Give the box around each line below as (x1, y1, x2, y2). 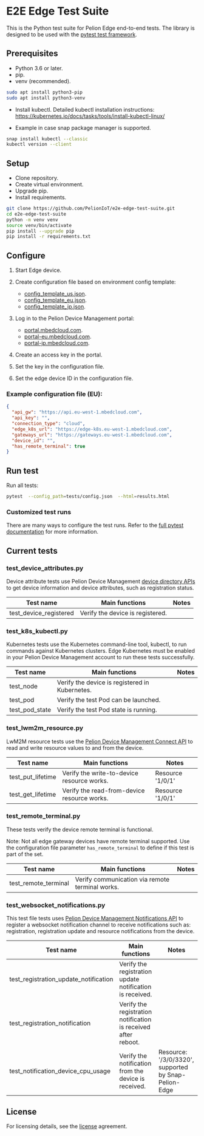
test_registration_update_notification (9, 975, 114, 984)
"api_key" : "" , (12, 415, 50, 421)
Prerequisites (6, 49, 58, 59)
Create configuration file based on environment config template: (15, 278, 176, 286)
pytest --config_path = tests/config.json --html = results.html (6, 494, 170, 500)
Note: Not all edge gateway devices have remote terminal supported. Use (6, 837, 190, 845)
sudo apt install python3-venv (6, 95, 86, 101)
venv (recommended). (15, 77, 71, 84)
